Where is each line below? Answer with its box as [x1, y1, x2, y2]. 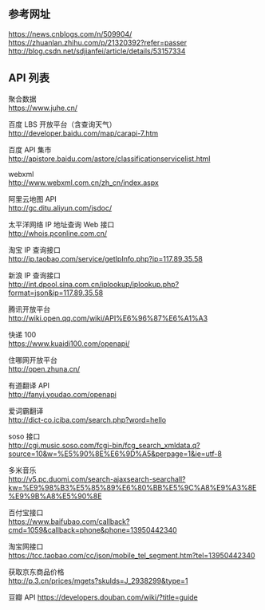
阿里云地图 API [8, 194, 57, 203]
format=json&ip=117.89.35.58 [8, 288, 104, 297]
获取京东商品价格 [8, 567, 65, 577]
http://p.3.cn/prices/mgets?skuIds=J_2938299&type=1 [8, 576, 188, 585]
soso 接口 [8, 431, 41, 441]
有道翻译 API [8, 380, 50, 390]
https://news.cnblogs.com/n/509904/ [8, 29, 132, 38]
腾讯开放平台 [8, 304, 50, 313]
